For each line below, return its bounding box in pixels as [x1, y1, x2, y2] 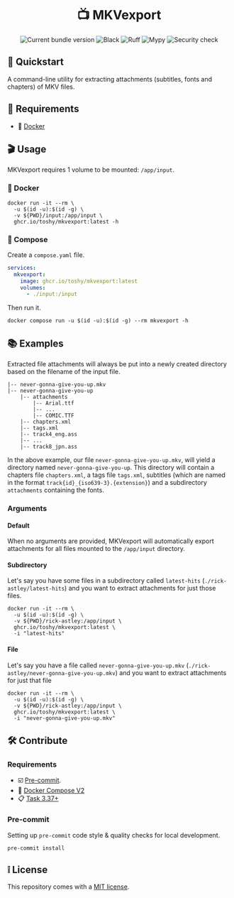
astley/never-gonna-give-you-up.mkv [7, 669, 116, 677]
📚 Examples [7, 337, 64, 349]
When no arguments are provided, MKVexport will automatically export [7, 537, 214, 545]
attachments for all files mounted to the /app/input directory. [7, 544, 186, 553]
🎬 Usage [7, 143, 47, 155]
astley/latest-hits [7, 585, 65, 593]
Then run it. [7, 304, 41, 312]
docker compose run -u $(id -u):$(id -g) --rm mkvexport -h [7, 317, 189, 324]
